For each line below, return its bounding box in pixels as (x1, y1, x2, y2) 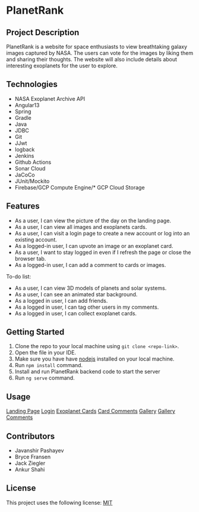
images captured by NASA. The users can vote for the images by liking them (6, 49, 194, 57)
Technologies (6, 79, 58, 89)
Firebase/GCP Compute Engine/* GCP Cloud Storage (14, 184, 145, 191)
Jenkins (14, 152, 34, 159)
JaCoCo (14, 171, 35, 178)
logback (14, 145, 35, 153)
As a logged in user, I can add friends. (14, 297, 108, 304)
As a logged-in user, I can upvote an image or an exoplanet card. (14, 242, 173, 249)
